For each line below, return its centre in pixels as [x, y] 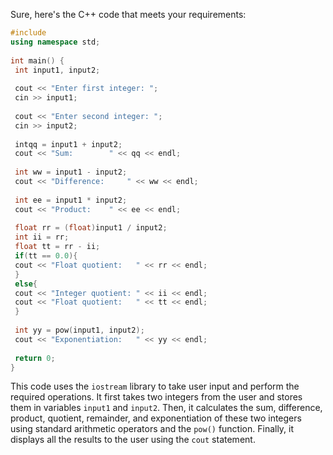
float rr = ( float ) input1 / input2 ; [91, 228]
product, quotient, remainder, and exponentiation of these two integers [156, 418]
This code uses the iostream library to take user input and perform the [155, 386]
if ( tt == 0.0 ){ [46, 256]
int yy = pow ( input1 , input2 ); [79, 330]
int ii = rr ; [42, 237]
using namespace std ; [55, 42]
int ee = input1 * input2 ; [71, 200]
